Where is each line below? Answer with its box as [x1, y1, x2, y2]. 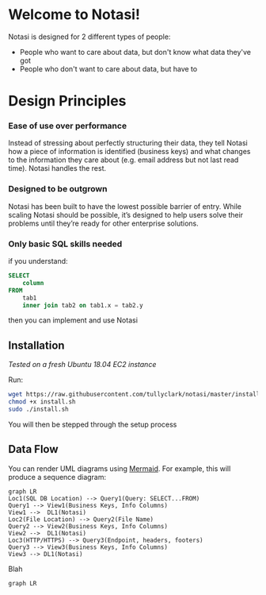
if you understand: [8, 257, 69, 266]
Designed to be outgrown [8, 184, 108, 195]
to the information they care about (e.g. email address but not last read [8, 155, 239, 164]
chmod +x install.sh [8, 398, 77, 406]
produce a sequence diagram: [8, 472, 107, 481]
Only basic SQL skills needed [8, 238, 123, 249]
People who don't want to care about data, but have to [19, 64, 198, 73]
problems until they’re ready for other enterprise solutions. [8, 218, 199, 228]
